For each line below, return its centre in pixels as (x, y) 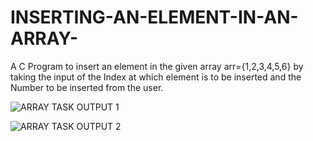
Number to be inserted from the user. (87, 87)
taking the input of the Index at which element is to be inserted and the (156, 77)
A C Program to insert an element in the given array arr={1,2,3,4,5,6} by (157, 66)
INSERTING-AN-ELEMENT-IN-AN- (154, 17)
